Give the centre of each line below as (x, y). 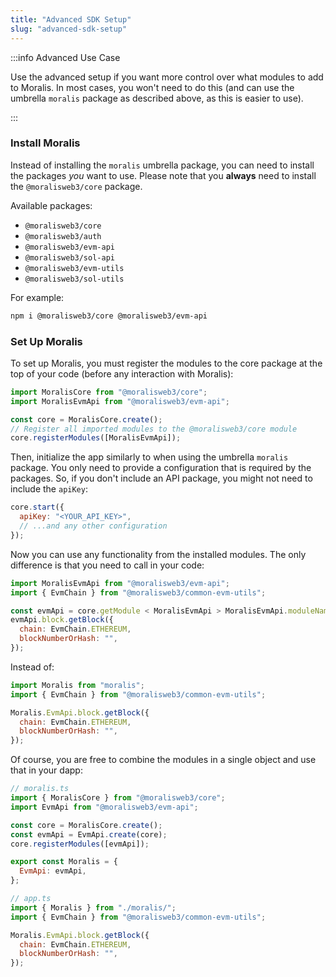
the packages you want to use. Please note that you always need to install (163, 175)
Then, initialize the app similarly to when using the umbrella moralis (149, 457)
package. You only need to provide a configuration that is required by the (161, 468)
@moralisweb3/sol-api (69, 257)
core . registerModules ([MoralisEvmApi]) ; (96, 438)
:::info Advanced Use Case (65, 57)
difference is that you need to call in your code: (107, 565)
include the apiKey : (49, 489)
